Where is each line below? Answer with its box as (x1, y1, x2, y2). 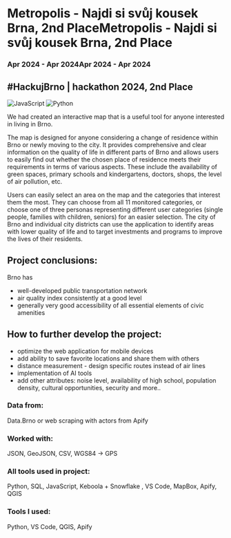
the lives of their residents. (7, 234, 83, 243)
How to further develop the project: (7, 329, 162, 340)
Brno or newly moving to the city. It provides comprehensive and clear (7, 140, 207, 148)
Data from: (7, 401, 43, 410)
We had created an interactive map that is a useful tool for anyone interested (7, 113, 225, 121)
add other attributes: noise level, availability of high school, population (17, 376, 217, 385)
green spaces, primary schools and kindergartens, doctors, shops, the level (7, 170, 222, 178)
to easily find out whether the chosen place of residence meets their (7, 155, 201, 164)
